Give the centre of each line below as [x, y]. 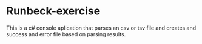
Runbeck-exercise [53, 11]
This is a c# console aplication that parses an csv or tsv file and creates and [101, 28]
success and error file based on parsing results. [66, 34]
